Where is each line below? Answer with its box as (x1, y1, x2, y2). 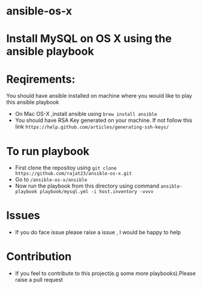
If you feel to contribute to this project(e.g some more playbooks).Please (15, 270, 196, 277)
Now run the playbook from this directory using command (15, 182, 160, 189)
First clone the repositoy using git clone (15, 164, 117, 171)
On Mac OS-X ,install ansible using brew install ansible (15, 110, 157, 118)
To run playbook (6, 144, 90, 158)
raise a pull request (15, 276, 64, 284)
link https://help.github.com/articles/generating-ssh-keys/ (15, 123, 169, 130)
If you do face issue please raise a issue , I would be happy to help (15, 229, 181, 236)
